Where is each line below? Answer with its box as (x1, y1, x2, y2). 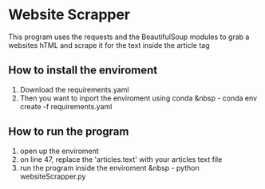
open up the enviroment (19, 146, 100, 156)
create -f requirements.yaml (19, 101, 113, 111)
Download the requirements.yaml (19, 85, 129, 94)
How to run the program (8, 125, 129, 139)
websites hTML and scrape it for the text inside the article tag (8, 40, 210, 49)
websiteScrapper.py (19, 171, 86, 181)
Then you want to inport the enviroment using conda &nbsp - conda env (19, 93, 258, 103)
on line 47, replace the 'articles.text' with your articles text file (19, 154, 223, 164)
